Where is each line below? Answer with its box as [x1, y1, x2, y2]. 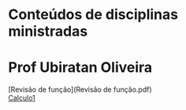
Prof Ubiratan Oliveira [8, 59, 153, 77]
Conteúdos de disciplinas [8, 6, 179, 24]
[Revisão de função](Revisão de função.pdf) [8, 85, 152, 94]
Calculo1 [8, 93, 35, 103]
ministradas [8, 22, 88, 40]
